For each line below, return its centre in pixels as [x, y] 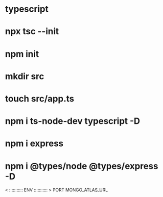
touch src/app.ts [40, 98]
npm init [22, 54]
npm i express [34, 144]
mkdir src [25, 76]
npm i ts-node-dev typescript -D [73, 121]
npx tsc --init [32, 32]
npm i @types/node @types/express [81, 166]
